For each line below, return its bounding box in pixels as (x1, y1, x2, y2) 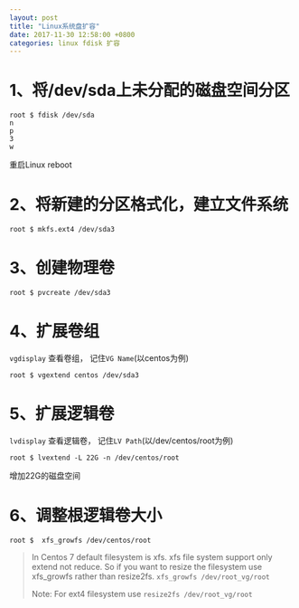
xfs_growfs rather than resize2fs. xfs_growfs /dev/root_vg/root (31, 571, 270, 582)
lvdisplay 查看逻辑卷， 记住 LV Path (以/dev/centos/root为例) (9, 435, 234, 446)
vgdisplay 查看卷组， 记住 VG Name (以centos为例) (9, 353, 190, 363)
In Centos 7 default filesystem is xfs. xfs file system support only (31, 551, 273, 562)
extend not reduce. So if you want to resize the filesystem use (31, 561, 263, 572)
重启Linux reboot (9, 159, 72, 170)
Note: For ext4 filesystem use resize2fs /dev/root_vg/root (31, 588, 253, 599)
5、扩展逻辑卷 (9, 404, 115, 424)
